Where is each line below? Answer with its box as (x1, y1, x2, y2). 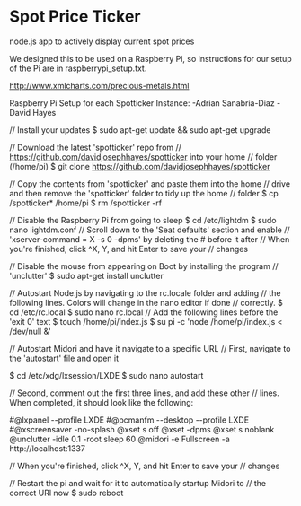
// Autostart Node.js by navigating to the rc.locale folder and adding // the (9, 287, 281, 298)
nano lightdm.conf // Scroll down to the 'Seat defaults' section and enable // (9, 224, 290, 235)
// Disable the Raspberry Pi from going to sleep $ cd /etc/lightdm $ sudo (9, 214, 277, 225)
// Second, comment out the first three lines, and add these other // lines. (9, 388, 280, 398)
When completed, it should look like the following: (9, 397, 194, 407)
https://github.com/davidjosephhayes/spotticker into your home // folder (9, 151, 278, 162)
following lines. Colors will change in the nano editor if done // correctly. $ (9, 297, 283, 308)
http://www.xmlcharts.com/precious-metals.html (9, 80, 190, 91)
